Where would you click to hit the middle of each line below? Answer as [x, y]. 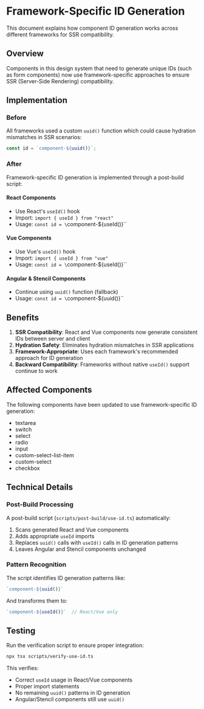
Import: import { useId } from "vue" [62, 258]
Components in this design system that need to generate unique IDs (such [99, 68]
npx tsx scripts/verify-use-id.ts [50, 657]
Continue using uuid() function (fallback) [66, 292]
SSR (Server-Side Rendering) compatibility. [60, 81]
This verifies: [22, 668]
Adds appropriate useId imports [55, 536]
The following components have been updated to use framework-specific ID [102, 404]
